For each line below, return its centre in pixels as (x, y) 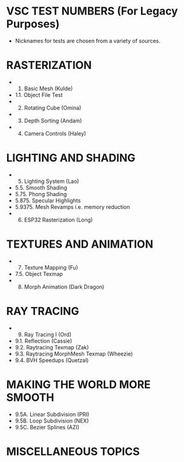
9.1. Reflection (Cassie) (44, 341)
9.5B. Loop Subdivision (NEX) (52, 421)
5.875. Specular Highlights (48, 200)
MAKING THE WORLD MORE (79, 384)
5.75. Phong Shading (41, 194)
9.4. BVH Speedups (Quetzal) (52, 360)
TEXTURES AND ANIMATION (80, 244)
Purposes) (33, 24)
